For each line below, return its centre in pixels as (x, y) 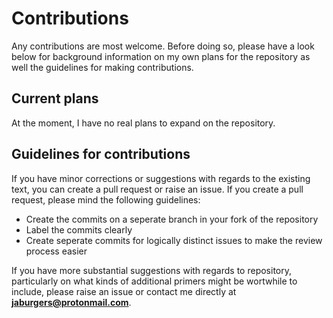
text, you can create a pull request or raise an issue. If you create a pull (157, 189)
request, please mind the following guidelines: (106, 199)
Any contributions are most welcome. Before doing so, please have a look (163, 46)
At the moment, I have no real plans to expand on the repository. (143, 123)
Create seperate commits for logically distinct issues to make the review (174, 240)
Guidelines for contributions (101, 154)
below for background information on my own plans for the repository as (161, 56)
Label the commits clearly (79, 229)
